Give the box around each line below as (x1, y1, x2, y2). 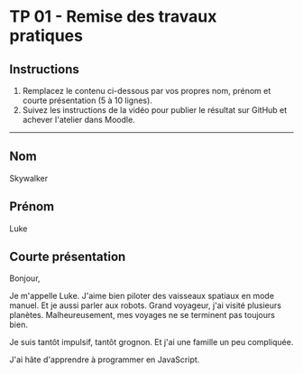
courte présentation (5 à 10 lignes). (22, 95, 153, 106)
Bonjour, (9, 273, 41, 284)
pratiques (9, 25, 84, 46)
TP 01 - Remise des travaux (9, 6, 217, 27)
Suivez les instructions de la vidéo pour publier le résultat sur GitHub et (22, 105, 288, 115)
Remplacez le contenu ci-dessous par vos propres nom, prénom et (22, 86, 271, 96)
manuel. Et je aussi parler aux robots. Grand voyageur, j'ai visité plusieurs (9, 300, 282, 311)
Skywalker (9, 173, 49, 183)
